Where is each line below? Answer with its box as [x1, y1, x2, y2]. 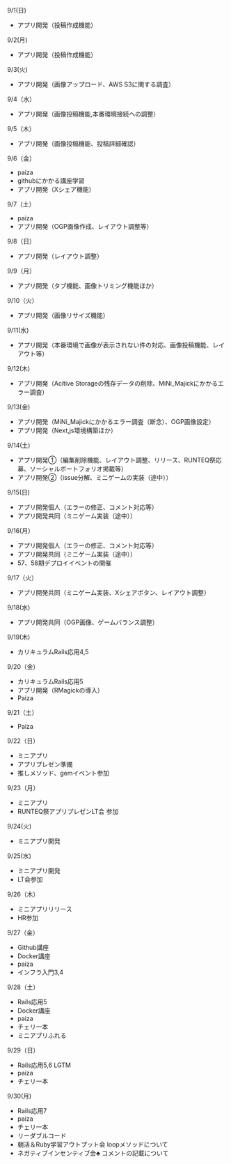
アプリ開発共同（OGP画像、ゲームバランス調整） [17, 618, 159, 626]
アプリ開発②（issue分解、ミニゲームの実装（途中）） [17, 474, 173, 481]
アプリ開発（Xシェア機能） [17, 186, 95, 193]
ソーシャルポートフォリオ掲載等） [29, 464, 127, 473]
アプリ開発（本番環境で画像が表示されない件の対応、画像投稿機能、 [17, 341, 213, 349]
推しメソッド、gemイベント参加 [17, 769, 110, 777]
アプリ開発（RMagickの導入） [17, 686, 104, 694]
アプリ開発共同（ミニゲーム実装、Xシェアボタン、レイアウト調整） [17, 589, 211, 596]
